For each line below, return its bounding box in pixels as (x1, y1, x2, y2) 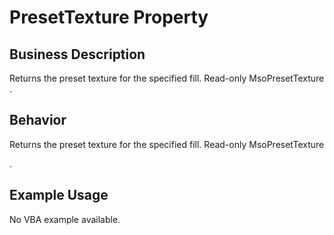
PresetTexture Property (9, 6, 209, 29)
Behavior (9, 112, 67, 129)
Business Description (9, 46, 146, 63)
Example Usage (9, 187, 109, 204)
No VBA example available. (9, 213, 121, 225)
